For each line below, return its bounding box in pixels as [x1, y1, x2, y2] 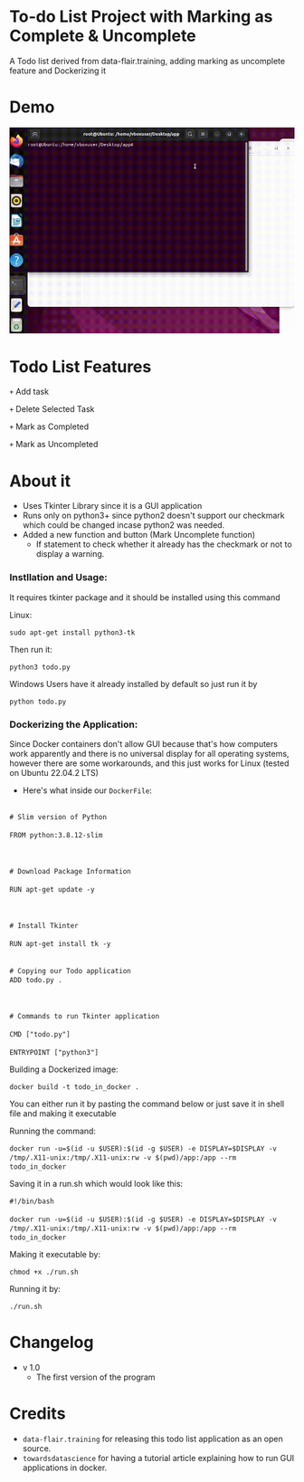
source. [22, 1442, 52, 1454]
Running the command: [9, 1125, 97, 1136]
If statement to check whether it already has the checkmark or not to [35, 539, 292, 550]
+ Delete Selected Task [9, 404, 95, 415]
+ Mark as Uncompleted [9, 439, 99, 450]
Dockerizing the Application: [9, 718, 138, 731]
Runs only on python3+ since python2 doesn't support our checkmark [22, 510, 285, 521]
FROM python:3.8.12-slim [9, 830, 103, 839]
